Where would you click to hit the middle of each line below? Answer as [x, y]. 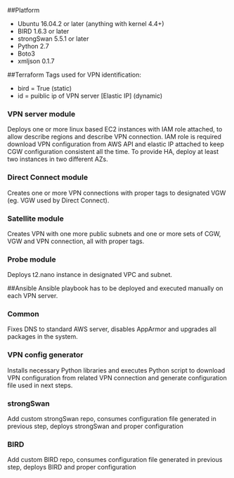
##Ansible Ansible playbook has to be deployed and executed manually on [115, 288]
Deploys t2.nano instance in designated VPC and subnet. [90, 275]
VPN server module [41, 114]
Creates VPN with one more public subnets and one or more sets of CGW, [114, 233]
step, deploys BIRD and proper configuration [72, 467]
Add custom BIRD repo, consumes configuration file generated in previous [115, 460]
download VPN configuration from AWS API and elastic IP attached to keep [116, 144]
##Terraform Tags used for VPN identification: [74, 75]
